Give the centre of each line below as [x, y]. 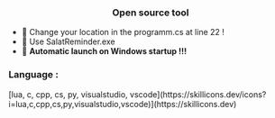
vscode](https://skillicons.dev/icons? [198, 94]
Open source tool [151, 13]
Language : [34, 75]
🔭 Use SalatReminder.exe [68, 41]
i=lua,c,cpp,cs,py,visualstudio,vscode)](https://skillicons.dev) [123, 104]
